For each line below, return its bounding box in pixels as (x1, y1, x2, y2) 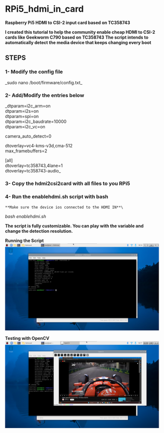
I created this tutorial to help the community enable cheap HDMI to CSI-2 (5, 29, 155, 35)
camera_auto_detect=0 (5, 133, 52, 139)
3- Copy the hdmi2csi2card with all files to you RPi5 (5, 180, 130, 187)
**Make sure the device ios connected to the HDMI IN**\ (5, 205, 123, 210)
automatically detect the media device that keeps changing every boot (5, 39, 151, 45)
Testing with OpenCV (5, 336, 50, 341)
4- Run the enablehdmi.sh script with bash (5, 193, 108, 200)
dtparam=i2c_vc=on (5, 123, 45, 129)
